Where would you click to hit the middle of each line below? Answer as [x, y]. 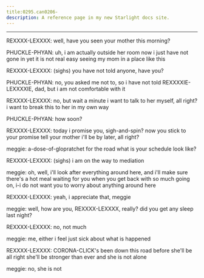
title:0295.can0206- [32, 12]
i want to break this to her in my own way [58, 107]
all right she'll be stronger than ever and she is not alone [76, 257]
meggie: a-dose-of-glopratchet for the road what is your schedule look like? [101, 149]
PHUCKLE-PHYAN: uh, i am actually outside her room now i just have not [97, 52]
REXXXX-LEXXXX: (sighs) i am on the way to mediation [75, 160]
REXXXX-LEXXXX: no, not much [46, 227]
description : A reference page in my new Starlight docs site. [88, 18]
